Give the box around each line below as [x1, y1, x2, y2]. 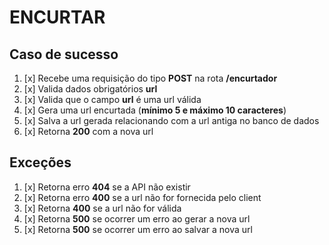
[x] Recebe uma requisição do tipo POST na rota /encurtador [23, 72, 278, 84]
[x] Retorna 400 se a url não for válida [23, 202, 182, 214]
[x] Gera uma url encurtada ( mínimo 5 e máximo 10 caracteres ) [23, 104, 287, 116]
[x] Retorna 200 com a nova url [23, 126, 154, 137]
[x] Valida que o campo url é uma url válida [23, 94, 202, 105]
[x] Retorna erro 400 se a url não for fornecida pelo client [23, 191, 262, 203]
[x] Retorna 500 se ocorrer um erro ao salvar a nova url [23, 223, 253, 235]
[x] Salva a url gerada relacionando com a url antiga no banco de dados [23, 115, 320, 126]
